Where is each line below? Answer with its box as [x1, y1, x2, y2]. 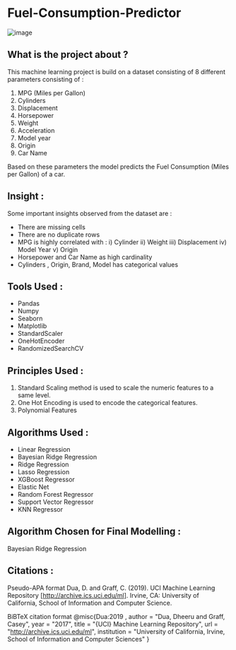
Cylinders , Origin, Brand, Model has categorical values [17, 260, 179, 269]
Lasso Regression [17, 468, 70, 476]
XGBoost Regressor [17, 475, 76, 483]
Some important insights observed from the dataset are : [7, 209, 172, 217]
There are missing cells [17, 222, 86, 231]
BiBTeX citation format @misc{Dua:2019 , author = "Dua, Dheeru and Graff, [7, 612, 225, 620]
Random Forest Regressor [17, 490, 94, 498]
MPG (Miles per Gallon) [17, 88, 86, 97]
